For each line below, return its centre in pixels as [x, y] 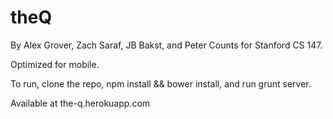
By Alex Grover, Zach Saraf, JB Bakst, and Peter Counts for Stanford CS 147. [166, 45]
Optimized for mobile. [55, 64]
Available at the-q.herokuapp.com [80, 103]
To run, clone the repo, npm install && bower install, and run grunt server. [161, 83]
